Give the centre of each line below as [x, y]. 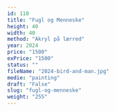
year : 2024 [23, 46]
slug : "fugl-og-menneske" [44, 90]
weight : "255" [28, 97]
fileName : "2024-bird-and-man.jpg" [58, 71]
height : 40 [23, 26]
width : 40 [21, 33]
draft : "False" [29, 84]
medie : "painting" [33, 78]
